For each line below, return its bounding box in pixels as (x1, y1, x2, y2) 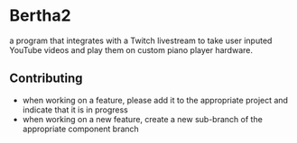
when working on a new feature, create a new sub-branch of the (22, 113, 264, 124)
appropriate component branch (22, 123, 140, 134)
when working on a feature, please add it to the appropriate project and (22, 94, 289, 105)
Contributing (9, 71, 83, 86)
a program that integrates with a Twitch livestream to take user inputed (9, 35, 273, 46)
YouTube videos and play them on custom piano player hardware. (9, 44, 253, 55)
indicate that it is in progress (22, 104, 128, 115)
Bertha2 (9, 5, 71, 26)
